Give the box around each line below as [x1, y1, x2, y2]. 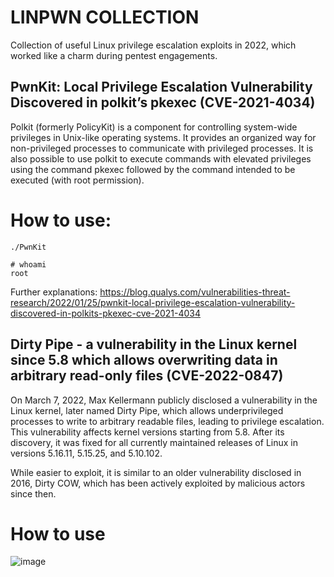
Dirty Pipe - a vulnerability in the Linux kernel [10, 336, 298, 353]
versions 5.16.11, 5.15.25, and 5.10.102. [10, 447, 163, 459]
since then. [10, 487, 57, 500]
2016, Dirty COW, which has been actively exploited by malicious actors [10, 477, 306, 489]
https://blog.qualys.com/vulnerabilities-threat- [99, 286, 291, 298]
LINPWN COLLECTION [10, 6, 200, 29]
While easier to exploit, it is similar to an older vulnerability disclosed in [10, 466, 302, 478]
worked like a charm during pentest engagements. [10, 49, 218, 61]
